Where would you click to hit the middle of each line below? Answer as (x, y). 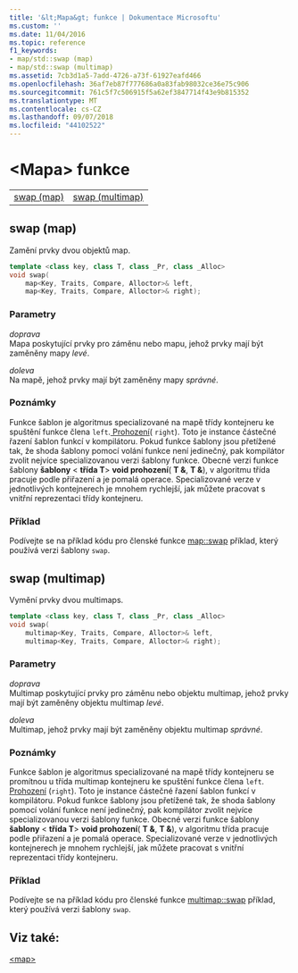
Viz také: (34, 938)
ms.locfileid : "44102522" (57, 126)
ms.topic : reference (48, 42)
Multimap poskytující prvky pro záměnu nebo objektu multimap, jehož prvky (149, 692)
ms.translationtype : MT (54, 101)
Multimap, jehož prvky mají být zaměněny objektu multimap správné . (136, 729)
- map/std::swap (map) (51, 59)
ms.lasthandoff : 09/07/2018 (62, 117)
